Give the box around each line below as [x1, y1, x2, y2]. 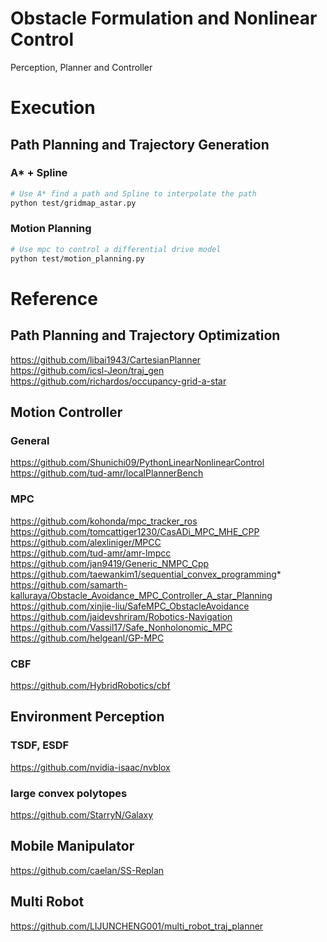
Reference [10, 287, 98, 310]
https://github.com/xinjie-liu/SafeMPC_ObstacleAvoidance [10, 600, 250, 612]
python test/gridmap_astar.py [10, 198, 137, 208]
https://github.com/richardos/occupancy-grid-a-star [10, 375, 227, 387]
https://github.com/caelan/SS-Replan [10, 864, 165, 876]
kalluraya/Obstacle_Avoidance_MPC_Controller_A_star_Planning [10, 589, 273, 601]
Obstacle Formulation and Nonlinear [10, 7, 318, 30]
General [10, 433, 50, 447]
